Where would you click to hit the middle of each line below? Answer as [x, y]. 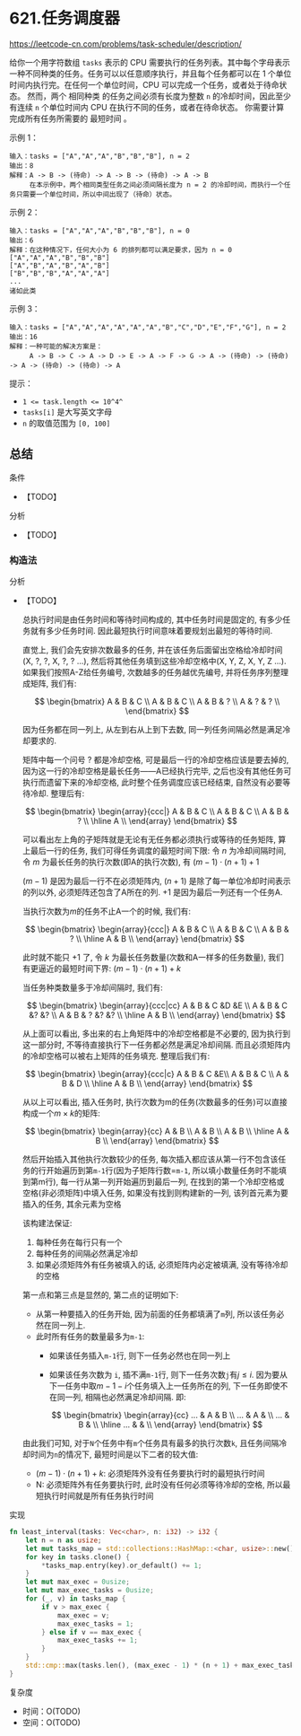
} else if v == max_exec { [92, 1632]
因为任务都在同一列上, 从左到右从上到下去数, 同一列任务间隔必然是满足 [152, 730]
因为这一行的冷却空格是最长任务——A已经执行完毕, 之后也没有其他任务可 [157, 771]
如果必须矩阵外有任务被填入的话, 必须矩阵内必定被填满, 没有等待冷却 [162, 1265]
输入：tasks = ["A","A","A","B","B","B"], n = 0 [100, 231]
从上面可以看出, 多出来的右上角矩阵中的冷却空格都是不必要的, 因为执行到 [156, 1034]
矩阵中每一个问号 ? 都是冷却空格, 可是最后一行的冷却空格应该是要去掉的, [155, 760]
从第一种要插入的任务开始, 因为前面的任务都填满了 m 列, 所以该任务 [156, 1314]
